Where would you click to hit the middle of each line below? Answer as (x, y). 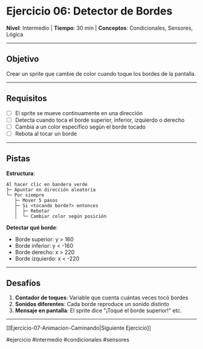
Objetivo (23, 59)
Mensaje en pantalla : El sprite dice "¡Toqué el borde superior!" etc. (98, 311)
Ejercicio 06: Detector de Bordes (89, 11)
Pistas (18, 159)
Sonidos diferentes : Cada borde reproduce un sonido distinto (92, 304)
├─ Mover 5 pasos (36, 200)
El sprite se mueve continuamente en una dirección (79, 113)
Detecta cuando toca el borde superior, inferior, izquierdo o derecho (100, 120)
